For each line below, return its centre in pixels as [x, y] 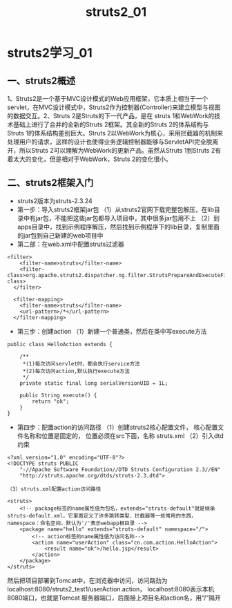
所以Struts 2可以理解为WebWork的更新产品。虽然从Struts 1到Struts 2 [117, 150]
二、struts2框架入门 [50, 183]
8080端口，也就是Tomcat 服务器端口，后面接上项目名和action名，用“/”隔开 [114, 598]
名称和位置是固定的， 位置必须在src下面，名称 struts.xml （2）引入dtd [124, 435]
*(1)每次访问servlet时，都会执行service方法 [81, 363]
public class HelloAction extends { [60, 344]
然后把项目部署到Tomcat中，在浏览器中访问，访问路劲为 [87, 580]
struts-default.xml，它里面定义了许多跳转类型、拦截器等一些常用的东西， [102, 515]
